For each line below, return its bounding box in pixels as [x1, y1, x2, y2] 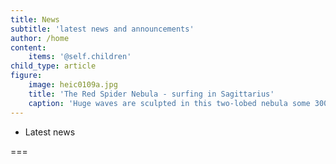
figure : [10, 71, 43, 81]
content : [10, 42, 47, 53]
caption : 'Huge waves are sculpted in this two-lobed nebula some [28, 98, 311, 108]
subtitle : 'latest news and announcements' [10, 24, 195, 34]
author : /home [10, 33, 70, 43]
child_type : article [10, 61, 97, 71]
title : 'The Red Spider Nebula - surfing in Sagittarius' [28, 89, 275, 99]
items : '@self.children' [28, 52, 132, 62]
